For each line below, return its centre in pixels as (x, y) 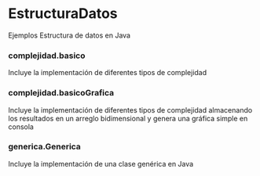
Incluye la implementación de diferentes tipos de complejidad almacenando (130, 110)
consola (21, 127)
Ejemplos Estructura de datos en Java (70, 35)
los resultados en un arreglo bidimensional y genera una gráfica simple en (128, 118)
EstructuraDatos (63, 14)
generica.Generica (44, 147)
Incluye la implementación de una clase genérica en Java (101, 163)
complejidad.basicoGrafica (61, 93)
